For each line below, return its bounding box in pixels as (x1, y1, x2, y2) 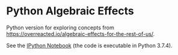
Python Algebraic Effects (6, 4, 134, 18)
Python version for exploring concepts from (6, 24, 114, 31)
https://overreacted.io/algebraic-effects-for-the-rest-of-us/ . (6, 30, 155, 37)
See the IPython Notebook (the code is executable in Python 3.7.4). (6, 42, 173, 49)
